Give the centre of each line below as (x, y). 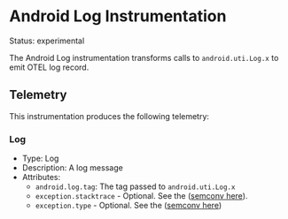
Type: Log (40, 159)
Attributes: (41, 177)
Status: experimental (47, 41)
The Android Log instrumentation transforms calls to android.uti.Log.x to (144, 57)
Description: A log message (73, 168)
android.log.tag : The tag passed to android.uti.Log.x (135, 186)
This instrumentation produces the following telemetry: (109, 116)
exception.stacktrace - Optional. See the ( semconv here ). (141, 196)
